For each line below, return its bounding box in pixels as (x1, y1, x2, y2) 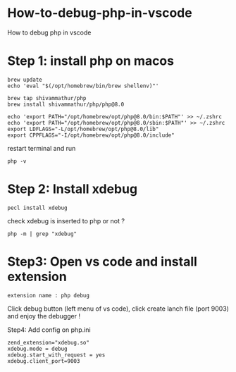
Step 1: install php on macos (7, 53, 175, 69)
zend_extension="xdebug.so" (7, 339, 90, 346)
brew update (7, 76, 42, 83)
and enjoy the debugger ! (7, 311, 81, 320)
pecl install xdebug (7, 204, 68, 211)
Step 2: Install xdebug (7, 181, 138, 197)
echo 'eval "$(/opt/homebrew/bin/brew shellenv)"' (7, 82, 159, 89)
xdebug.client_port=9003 (7, 357, 80, 364)
